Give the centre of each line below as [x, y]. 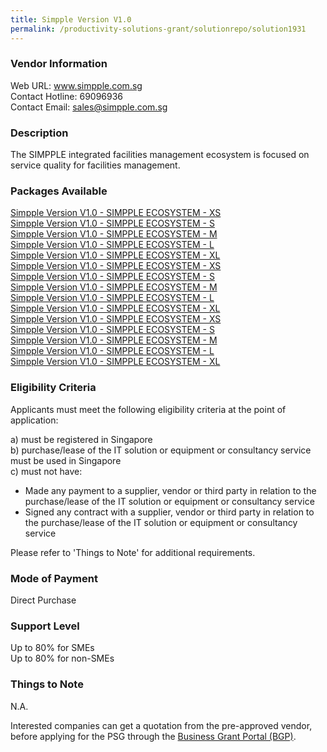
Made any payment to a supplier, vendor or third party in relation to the [170, 490]
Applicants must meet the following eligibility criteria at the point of [148, 409]
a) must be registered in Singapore [81, 439]
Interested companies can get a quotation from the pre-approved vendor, [161, 725]
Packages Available [59, 191]
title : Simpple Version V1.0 [71, 19]
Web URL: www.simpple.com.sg [76, 85]
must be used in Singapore [66, 460]
